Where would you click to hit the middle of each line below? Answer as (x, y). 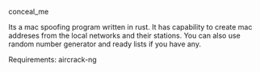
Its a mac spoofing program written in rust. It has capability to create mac (130, 27)
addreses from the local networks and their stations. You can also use (124, 36)
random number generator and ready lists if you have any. (105, 44)
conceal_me (29, 12)
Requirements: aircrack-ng (52, 60)
